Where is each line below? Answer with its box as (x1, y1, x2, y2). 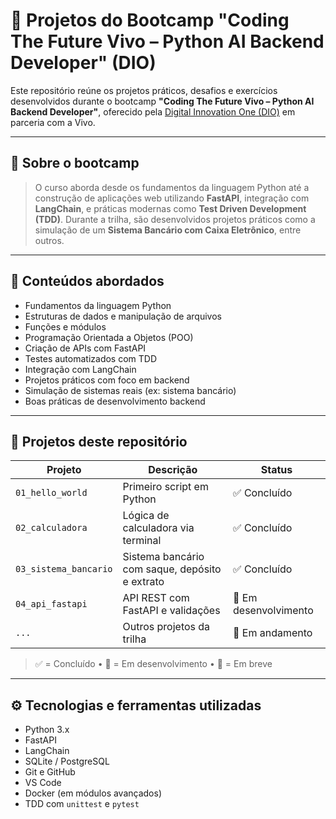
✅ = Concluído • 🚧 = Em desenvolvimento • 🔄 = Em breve (34, 658, 273, 670)
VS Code (24, 777, 62, 789)
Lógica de (122, 509, 170, 523)
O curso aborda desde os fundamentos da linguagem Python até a (34, 181, 310, 193)
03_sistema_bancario (15, 564, 113, 575)
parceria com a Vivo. (10, 116, 96, 128)
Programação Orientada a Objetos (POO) (24, 331, 194, 343)
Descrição (148, 463, 198, 477)
